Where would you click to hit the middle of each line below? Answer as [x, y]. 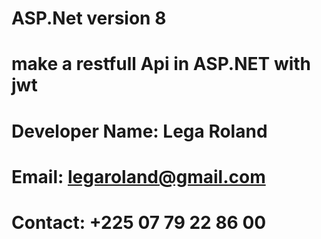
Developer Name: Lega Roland [139, 131]
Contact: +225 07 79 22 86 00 [139, 222]
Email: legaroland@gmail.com [138, 176]
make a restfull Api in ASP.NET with [161, 64]
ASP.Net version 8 [89, 18]
